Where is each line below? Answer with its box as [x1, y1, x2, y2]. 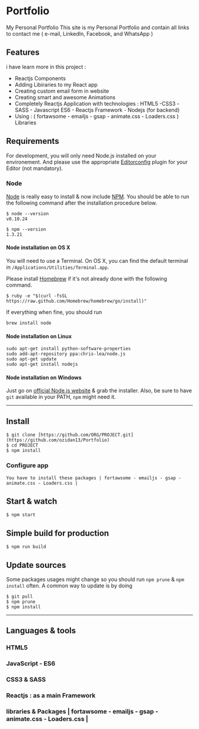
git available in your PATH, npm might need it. [6, 394, 116, 401]
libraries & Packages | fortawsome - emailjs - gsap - [6, 708, 159, 716]
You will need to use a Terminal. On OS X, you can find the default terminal [6, 257, 188, 265]
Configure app [6, 461, 49, 470]
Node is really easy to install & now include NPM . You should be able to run [6, 193, 190, 200]
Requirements [6, 136, 59, 146]
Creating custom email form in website [14, 87, 110, 95]
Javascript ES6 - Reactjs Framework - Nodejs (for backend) [33, 106, 180, 114]
